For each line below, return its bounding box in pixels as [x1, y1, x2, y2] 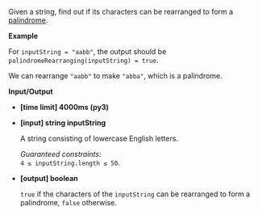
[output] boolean [19, 174, 78, 183]
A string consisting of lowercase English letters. [19, 133, 179, 143]
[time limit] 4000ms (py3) [19, 103, 109, 112]
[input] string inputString [19, 118, 106, 128]
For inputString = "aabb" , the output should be [8, 47, 167, 56]
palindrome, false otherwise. [19, 198, 117, 207]
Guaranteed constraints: [19, 150, 102, 158]
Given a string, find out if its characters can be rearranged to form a [8, 7, 234, 16]
